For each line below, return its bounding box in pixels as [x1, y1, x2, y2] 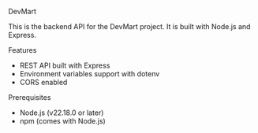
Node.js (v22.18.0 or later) [19, 108, 104, 117]
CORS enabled [19, 78, 68, 87]
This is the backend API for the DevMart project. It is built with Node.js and [8, 22, 251, 31]
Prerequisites [8, 93, 51, 102]
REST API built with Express [19, 61, 110, 70]
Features [8, 46, 37, 54]
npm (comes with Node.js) [19, 116, 107, 125]
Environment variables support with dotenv [19, 69, 160, 78]
